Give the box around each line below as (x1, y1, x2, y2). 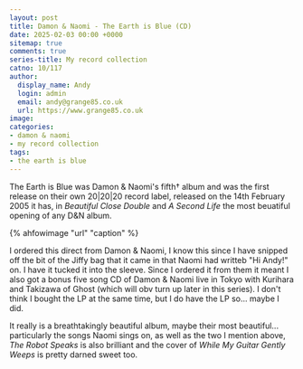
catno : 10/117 (9, 64, 63, 73)
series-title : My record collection (9, 55, 147, 64)
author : (9, 72, 39, 81)
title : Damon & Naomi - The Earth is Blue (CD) (9, 22, 193, 31)
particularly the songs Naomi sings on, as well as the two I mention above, (9, 329, 287, 340)
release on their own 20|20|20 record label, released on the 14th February (9, 191, 286, 202)
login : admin (17, 89, 67, 98)
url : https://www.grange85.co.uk (17, 106, 144, 115)
